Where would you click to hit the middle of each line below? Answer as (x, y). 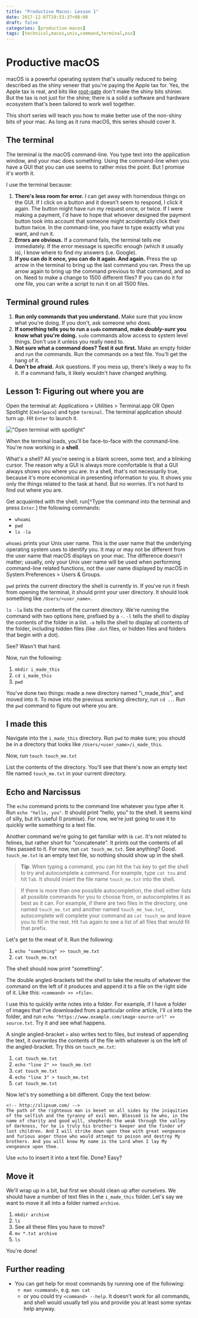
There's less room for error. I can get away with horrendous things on (100, 196)
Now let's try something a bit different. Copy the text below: (79, 1095)
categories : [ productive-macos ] (46, 28)
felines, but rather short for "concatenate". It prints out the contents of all (95, 843)
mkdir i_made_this (37, 670)
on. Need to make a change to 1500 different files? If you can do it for (99, 277)
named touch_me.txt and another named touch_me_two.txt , (93, 910)
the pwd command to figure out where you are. (62, 706)
